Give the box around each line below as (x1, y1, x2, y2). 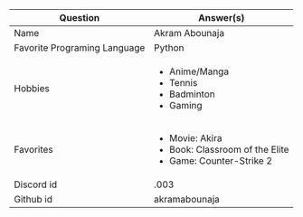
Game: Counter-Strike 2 (168, 155, 273, 166)
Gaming (168, 99, 203, 111)
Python (153, 42, 185, 53)
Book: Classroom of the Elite (168, 144, 289, 156)
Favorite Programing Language (14, 42, 146, 53)
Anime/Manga (168, 65, 229, 78)
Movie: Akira (168, 132, 223, 144)
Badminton (168, 88, 215, 100)
